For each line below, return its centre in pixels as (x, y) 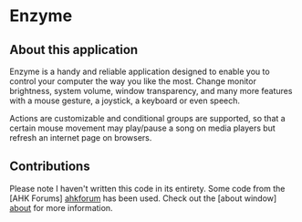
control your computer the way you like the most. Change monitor (133, 81)
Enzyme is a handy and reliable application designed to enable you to (140, 71)
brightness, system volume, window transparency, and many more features (151, 91)
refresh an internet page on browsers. (81, 137)
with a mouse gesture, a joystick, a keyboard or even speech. (125, 100)
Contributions (50, 167)
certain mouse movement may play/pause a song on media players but (142, 128)
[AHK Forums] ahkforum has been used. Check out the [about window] (143, 198)
